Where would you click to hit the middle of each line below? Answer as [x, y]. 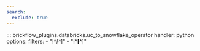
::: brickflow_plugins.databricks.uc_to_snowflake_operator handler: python [100, 35]
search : [16, 12]
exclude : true [30, 18]
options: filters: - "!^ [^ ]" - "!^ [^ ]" [47, 41]
